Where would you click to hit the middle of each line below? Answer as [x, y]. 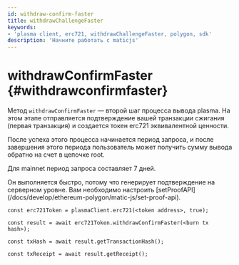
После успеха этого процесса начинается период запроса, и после [111, 140]
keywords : [22, 27]
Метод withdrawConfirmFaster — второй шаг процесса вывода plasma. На [119, 110]
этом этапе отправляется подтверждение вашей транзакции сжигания [116, 118]
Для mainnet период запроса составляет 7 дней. [82, 169]
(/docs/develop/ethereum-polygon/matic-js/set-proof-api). [94, 197]
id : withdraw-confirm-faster [51, 14]
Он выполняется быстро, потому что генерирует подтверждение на [111, 182]
